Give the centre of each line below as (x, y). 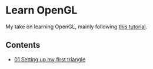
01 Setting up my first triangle (50, 59)
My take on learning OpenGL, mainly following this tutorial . (76, 27)
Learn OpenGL (41, 10)
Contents (23, 45)
